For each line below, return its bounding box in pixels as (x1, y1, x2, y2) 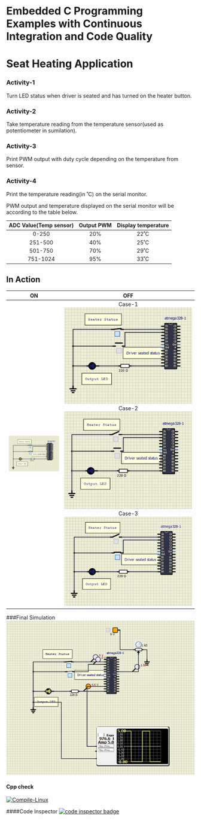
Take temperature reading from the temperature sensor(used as (6, 120, 164, 128)
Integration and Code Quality (6, 30, 153, 43)
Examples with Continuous (6, 17, 142, 31)
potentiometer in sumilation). (6, 127, 77, 134)
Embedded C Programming (6, 4, 144, 18)
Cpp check (6, 783, 34, 790)
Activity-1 (6, 78, 35, 87)
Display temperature (116, 222, 169, 229)
